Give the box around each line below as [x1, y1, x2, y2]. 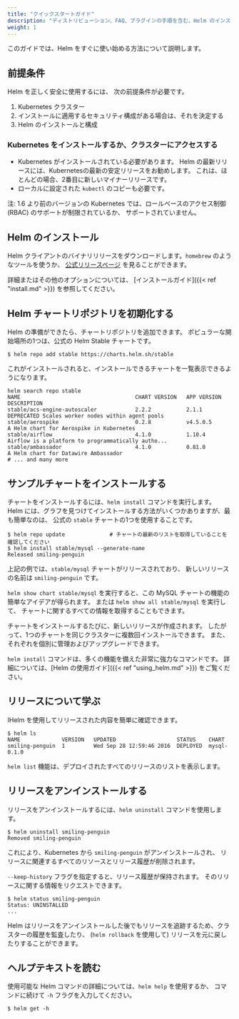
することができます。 [19, 939, 82, 948]
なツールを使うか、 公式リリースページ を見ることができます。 [7, 260, 191, 269]
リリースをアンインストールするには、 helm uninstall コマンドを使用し [7, 805, 216, 813]
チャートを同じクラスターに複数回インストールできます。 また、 [40, 630, 230, 639]
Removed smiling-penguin [7, 834, 81, 842]
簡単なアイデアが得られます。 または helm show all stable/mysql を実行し [7, 597, 226, 606]
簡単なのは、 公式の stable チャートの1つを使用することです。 [13, 515, 196, 524]
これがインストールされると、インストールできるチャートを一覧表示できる [7, 365, 226, 373]
